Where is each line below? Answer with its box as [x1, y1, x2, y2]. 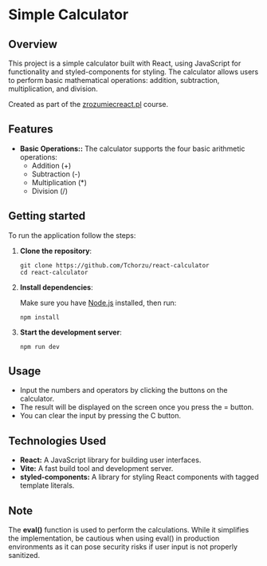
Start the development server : [19, 327, 122, 337]
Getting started [8, 209, 86, 223]
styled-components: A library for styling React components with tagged [19, 473, 259, 482]
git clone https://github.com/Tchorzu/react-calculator [19, 261, 210, 269]
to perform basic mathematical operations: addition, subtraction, [8, 76, 220, 85]
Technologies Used [8, 433, 106, 448]
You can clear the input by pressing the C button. [19, 411, 182, 421]
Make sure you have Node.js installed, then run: [19, 298, 177, 307]
